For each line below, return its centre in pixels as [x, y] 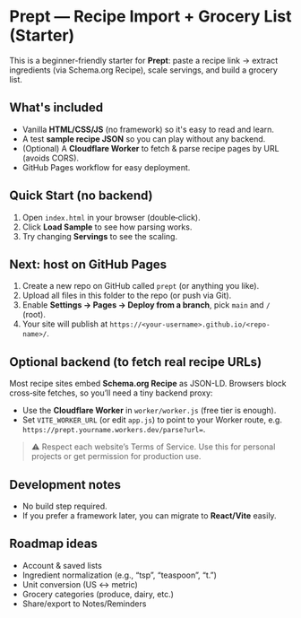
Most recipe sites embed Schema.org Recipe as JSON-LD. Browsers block [148, 384]
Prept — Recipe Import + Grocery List [150, 17]
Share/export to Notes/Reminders [84, 604]
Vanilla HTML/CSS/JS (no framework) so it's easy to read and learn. [148, 129]
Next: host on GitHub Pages [88, 264]
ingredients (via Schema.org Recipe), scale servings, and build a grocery [143, 70]
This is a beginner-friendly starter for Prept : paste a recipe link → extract [144, 60]
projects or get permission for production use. [116, 457]
